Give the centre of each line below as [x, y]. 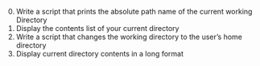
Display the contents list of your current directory [97, 28]
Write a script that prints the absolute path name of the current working [134, 12]
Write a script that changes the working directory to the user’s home [129, 37]
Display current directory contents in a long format [99, 54]
